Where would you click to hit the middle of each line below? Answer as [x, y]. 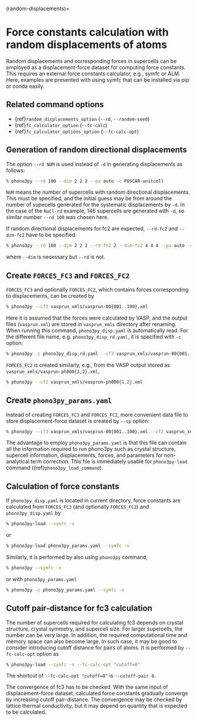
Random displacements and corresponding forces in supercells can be [91, 61]
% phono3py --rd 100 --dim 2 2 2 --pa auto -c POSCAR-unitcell [85, 181]
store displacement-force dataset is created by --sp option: [78, 421]
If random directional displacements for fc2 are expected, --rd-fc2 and [92, 228]
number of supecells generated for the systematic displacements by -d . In [96, 205]
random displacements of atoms [86, 45]
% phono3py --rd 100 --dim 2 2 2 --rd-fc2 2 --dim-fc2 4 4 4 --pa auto [95, 246]
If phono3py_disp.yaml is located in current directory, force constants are [93, 500]
